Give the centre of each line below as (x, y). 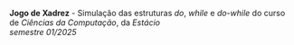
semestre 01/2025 (43, 32)
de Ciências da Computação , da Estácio (85, 22)
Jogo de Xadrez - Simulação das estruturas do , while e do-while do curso (147, 13)
